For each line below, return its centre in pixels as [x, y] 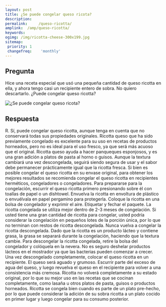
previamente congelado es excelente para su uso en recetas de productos [81, 141]
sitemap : [14, 42]
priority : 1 [20, 47]
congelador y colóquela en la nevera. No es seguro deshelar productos [78, 247]
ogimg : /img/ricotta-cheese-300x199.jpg [48, 38]
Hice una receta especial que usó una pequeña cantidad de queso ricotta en [83, 83]
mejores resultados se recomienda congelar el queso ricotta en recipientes [82, 178]
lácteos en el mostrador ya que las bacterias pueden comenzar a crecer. [79, 252]
